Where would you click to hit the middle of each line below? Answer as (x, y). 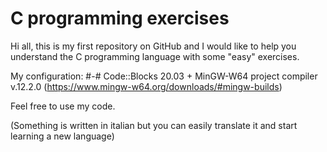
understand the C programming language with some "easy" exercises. (155, 56)
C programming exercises (120, 18)
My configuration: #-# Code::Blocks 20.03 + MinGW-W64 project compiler (164, 76)
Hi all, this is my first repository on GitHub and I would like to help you (153, 46)
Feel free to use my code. (63, 106)
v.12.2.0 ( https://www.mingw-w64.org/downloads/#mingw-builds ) (146, 86)
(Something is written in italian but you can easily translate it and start (154, 125)
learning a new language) (62, 136)
